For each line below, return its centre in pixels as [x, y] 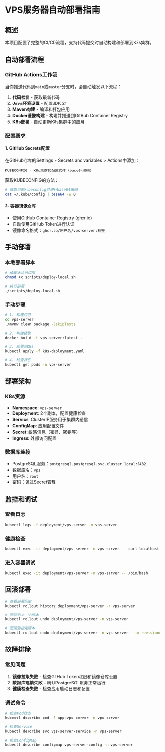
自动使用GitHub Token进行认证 [43, 224]
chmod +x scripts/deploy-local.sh [41, 277]
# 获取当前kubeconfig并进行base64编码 [41, 189]
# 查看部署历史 [18, 601]
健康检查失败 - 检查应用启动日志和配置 [51, 688]
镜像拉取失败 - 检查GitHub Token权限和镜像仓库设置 [65, 676]
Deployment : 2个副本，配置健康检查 [49, 413]
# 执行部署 [15, 286]
